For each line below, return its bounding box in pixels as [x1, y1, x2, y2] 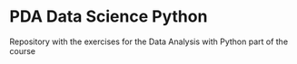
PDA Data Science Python [9, 6, 208, 27]
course [9, 45, 36, 56]
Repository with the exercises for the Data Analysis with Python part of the [9, 36, 289, 47]
